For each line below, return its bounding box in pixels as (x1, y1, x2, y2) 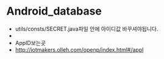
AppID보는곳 (15, 39, 46, 46)
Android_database (6, 4, 102, 18)
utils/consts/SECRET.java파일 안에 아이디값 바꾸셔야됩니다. (15, 25, 159, 32)
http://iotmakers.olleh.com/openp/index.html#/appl (15, 46, 144, 53)
